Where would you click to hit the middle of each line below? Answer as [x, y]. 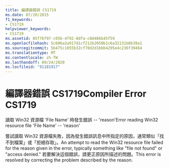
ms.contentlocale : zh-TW [32, 57]
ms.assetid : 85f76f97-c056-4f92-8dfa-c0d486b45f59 [60, 39]
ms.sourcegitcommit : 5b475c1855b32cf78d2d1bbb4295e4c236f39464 [74, 48]
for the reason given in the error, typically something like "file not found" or [84, 148]
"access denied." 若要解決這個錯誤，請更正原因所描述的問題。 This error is [83, 154]
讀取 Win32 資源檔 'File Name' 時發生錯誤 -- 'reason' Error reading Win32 [82, 120]
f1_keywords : [19, 19]
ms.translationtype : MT [31, 53]
